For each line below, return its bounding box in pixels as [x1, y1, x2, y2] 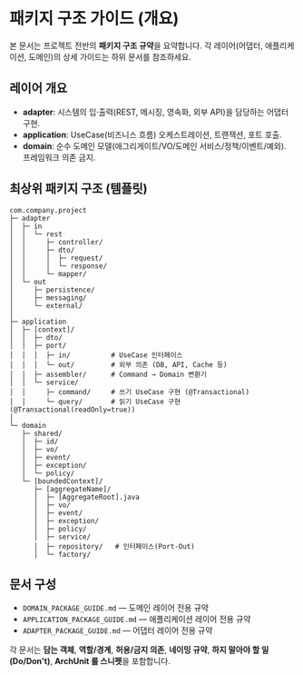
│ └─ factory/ [33, 550, 92, 559]
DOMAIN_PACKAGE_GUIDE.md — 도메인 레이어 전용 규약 [22, 602, 209, 613]
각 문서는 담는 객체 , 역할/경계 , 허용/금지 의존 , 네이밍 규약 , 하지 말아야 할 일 [9, 644, 269, 655]
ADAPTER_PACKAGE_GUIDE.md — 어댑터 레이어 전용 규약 [22, 625, 213, 636]
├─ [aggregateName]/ [33, 484, 112, 493]
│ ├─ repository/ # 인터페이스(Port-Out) [33, 541, 195, 551]
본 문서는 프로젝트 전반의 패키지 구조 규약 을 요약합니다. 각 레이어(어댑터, [9, 40, 263, 51]
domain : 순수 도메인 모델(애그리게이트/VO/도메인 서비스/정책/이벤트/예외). [22, 140, 288, 151]
